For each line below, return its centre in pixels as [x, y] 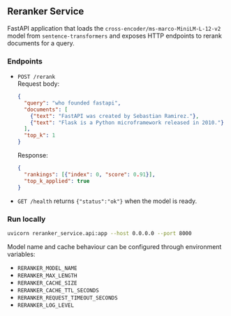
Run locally [27, 219]
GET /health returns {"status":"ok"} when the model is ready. [107, 201]
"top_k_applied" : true [57, 181]
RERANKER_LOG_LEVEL [46, 305]
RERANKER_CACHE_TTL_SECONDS [58, 290]
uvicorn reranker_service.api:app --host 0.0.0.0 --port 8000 [99, 233]
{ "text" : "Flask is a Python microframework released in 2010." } [127, 122]
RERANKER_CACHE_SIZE [47, 283]
